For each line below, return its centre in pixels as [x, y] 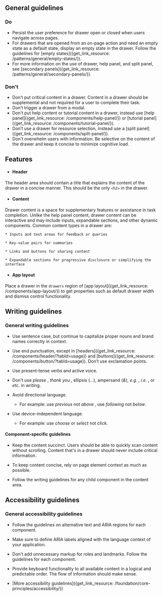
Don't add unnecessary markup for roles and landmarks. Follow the [80, 554]
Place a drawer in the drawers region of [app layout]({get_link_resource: [77, 286]
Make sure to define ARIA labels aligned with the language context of [81, 539]
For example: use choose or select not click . [63, 423]
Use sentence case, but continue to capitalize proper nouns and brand [83, 336]
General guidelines [34, 8]
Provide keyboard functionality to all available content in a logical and [81, 569]
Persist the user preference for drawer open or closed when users [78, 32]
